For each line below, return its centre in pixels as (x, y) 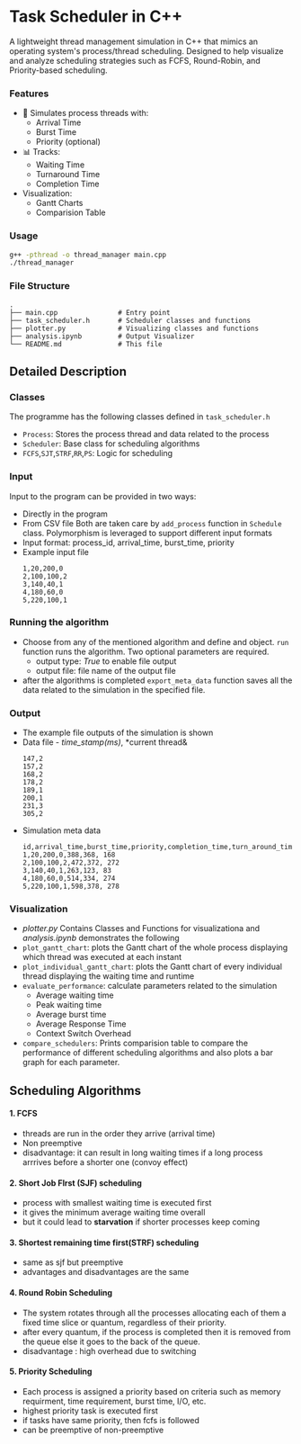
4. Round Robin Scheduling (61, 1293)
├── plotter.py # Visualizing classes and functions (134, 328)
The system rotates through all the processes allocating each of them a (154, 1313)
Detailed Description (68, 371)
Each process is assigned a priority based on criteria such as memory (151, 1391)
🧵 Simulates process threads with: (85, 113)
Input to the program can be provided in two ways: (103, 496)
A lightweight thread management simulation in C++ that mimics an (134, 41)
